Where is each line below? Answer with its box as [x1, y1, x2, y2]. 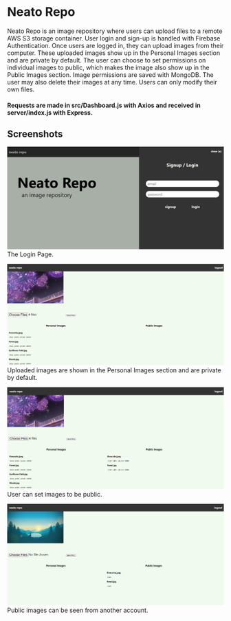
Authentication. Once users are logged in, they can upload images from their [7, 41, 224, 49]
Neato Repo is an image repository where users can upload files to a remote [7, 27, 223, 35]
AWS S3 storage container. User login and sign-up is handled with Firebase [7, 34, 221, 42]
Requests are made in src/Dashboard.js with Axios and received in [7, 101, 201, 109]
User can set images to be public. [7, 490, 102, 499]
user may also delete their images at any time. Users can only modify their [7, 78, 218, 86]
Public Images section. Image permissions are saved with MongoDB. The [7, 70, 214, 79]
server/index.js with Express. [7, 108, 93, 117]
